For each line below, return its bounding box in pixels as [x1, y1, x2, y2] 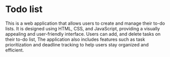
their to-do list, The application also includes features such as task [5, 36, 145, 42]
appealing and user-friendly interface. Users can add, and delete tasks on [5, 31, 161, 37]
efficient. [5, 47, 24, 53]
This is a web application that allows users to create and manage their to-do [5, 20, 165, 26]
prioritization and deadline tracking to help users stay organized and [5, 41, 149, 47]
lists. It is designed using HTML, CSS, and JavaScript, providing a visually [5, 25, 160, 31]
